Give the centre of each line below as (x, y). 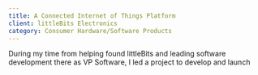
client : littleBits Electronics (63, 23)
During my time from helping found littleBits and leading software (117, 54)
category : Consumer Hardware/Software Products (90, 31)
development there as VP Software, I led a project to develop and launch (129, 62)
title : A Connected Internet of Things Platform (92, 16)
